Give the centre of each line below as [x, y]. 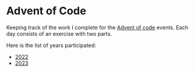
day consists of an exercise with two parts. [59, 33]
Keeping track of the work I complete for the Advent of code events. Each [97, 27]
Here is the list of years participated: [51, 45]
